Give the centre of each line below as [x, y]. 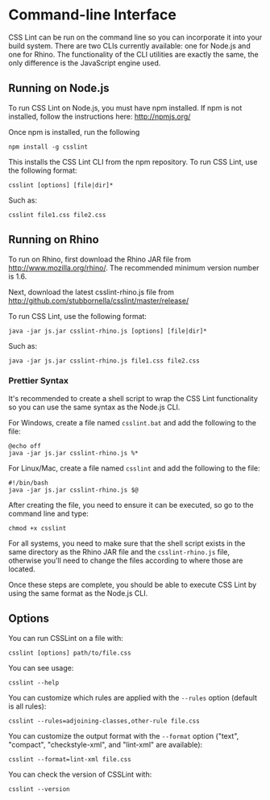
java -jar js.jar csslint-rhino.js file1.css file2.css [104, 361]
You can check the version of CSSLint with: [80, 774]
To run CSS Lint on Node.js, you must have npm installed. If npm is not [125, 107]
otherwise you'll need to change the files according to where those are [126, 560]
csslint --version [39, 789]
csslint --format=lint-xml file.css [70, 759]
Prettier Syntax [38, 381]
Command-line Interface [93, 15]
